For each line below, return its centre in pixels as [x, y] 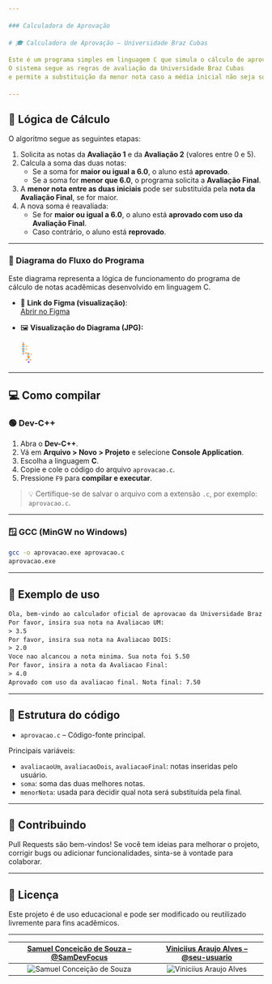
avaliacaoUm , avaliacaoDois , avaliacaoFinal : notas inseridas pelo [129, 766]
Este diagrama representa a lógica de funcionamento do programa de [124, 278]
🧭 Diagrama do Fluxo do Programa [76, 261]
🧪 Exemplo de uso [54, 595]
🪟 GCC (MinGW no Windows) [68, 533]
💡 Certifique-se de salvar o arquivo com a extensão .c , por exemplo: [142, 494]
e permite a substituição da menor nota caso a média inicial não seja [132, 77]
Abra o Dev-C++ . [49, 444]
